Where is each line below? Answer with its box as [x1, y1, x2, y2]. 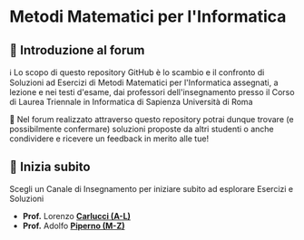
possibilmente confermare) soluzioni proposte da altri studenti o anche [9, 124, 274, 134]
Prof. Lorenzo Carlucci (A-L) [22, 210, 132, 221]
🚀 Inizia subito [9, 159, 91, 175]
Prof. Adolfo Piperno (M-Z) [22, 220, 125, 231]
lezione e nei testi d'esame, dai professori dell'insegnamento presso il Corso [9, 87, 295, 97]
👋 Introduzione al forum [9, 43, 145, 58]
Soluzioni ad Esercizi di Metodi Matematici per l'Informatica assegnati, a [9, 77, 279, 88]
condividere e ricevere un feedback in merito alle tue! [9, 133, 210, 144]
